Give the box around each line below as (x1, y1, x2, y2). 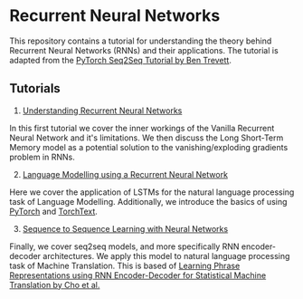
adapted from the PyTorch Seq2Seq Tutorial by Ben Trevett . (9, 54, 232, 65)
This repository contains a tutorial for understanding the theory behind (9, 35, 272, 46)
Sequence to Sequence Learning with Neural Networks (22, 223, 229, 234)
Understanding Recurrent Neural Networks (22, 105, 183, 116)
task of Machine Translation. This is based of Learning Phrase (9, 260, 241, 271)
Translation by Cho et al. (9, 279, 100, 290)
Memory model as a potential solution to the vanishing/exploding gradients (9, 141, 289, 152)
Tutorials (9, 81, 61, 96)
